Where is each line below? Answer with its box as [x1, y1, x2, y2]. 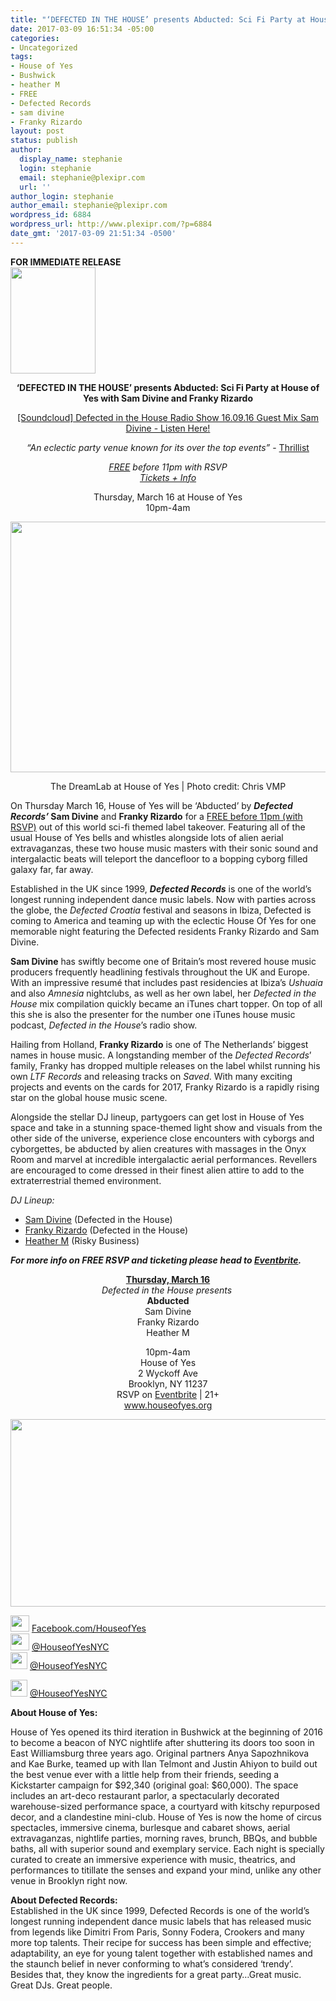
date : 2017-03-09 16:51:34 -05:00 [10, 24, 155, 34]
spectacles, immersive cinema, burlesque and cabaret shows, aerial [10, 1821, 291, 1833]
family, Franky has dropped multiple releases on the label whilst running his [10, 1059, 321, 1071]
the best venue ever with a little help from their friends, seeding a [10, 1768, 280, 1780]
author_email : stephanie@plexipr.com [10, 201, 168, 211]
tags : [10, 52, 33, 62]
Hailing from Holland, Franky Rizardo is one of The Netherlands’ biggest [10, 1038, 309, 1050]
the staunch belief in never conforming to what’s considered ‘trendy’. [10, 1957, 294, 1970]
